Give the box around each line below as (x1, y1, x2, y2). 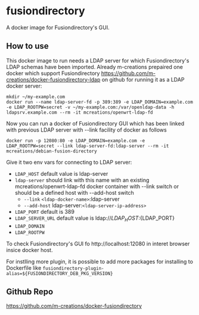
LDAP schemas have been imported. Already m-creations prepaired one (6, 63, 184, 70)
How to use (6, 41, 49, 51)
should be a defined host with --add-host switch (14, 189, 134, 196)
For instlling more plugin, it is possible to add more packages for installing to (6, 258, 194, 265)
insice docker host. (6, 246, 53, 254)
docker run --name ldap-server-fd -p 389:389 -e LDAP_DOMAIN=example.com (6, 99, 194, 105)
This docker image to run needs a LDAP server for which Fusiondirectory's (6, 57, 189, 64)
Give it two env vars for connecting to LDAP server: (6, 158, 132, 166)
